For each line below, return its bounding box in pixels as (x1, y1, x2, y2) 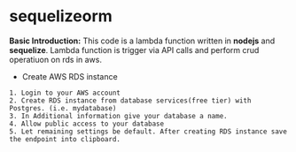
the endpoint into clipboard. (9, 134, 121, 143)
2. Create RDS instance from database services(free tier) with (9, 95, 252, 105)
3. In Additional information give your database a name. (9, 111, 228, 120)
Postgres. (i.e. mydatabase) (9, 103, 117, 112)
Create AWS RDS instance (21, 71, 118, 81)
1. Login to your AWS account (9, 88, 121, 97)
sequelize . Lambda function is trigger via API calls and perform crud (9, 44, 260, 55)
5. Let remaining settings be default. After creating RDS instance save (9, 126, 288, 136)
